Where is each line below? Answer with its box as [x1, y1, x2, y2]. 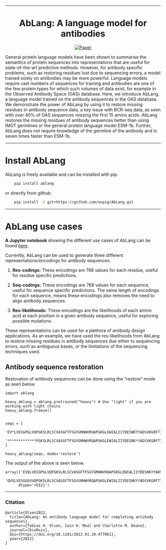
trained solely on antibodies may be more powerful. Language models [5, 75, 147, 81]
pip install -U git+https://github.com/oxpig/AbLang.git [14, 199, 134, 205]
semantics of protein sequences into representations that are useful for [5, 59, 150, 65]
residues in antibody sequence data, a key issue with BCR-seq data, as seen [5, 107, 161, 112]
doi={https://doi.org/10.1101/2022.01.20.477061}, [9, 532, 116, 537]
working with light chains [5, 404, 61, 409]
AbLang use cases [5, 221, 83, 232]
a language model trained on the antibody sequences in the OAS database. [5, 96, 158, 102]
